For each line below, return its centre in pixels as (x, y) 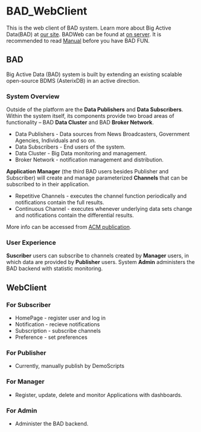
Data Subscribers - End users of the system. (70, 147)
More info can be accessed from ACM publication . (69, 227)
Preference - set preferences (51, 337)
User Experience (31, 242)
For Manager (25, 382)
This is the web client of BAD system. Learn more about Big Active (89, 28)
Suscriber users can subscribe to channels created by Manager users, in (97, 256)
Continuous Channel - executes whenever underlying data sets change (104, 209)
